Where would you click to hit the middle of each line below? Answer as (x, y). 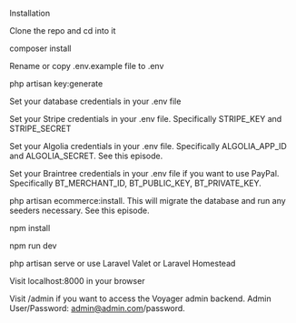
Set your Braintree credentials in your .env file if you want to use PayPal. (144, 173)
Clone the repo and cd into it (63, 30)
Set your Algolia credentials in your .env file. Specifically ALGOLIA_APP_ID (148, 146)
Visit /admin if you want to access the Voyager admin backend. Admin (141, 298)
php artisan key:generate (56, 84)
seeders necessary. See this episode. (79, 210)
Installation (30, 13)
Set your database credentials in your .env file (95, 101)
